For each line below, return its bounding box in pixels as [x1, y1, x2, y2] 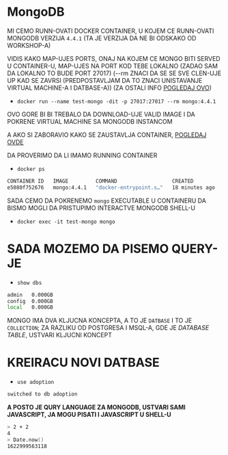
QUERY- [171, 241, 218, 257]
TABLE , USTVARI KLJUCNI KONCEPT [7, 331, 113, 339]
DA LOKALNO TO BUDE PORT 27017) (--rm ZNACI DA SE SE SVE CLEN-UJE [7, 69, 222, 77]
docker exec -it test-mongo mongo [16, 218, 115, 225]
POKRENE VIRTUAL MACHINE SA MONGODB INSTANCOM [7, 117, 173, 125]
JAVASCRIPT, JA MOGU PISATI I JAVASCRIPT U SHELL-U [7, 411, 172, 419]
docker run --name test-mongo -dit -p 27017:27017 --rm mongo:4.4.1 [16, 98, 216, 105]
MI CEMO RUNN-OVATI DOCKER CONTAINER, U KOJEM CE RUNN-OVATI [7, 27, 214, 35]
